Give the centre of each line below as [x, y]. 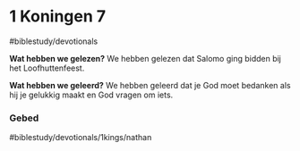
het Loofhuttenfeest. [47, 68]
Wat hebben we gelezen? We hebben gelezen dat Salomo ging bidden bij [146, 58]
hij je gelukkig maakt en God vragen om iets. [91, 95]
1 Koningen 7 [58, 17]
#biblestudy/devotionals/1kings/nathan [81, 138]
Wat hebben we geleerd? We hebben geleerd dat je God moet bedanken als [150, 85]
